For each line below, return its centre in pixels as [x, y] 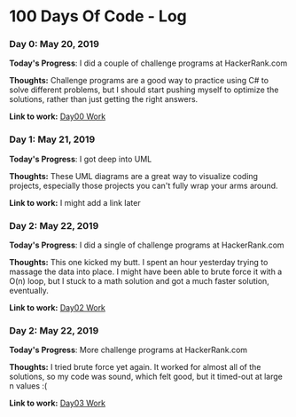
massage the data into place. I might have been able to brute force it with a [146, 271]
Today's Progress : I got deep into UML [81, 159]
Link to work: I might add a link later [75, 202]
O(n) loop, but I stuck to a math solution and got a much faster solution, [140, 281]
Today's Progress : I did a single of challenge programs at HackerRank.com [147, 245]
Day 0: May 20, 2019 [55, 44]
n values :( [28, 386]
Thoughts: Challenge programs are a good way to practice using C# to [139, 81]
